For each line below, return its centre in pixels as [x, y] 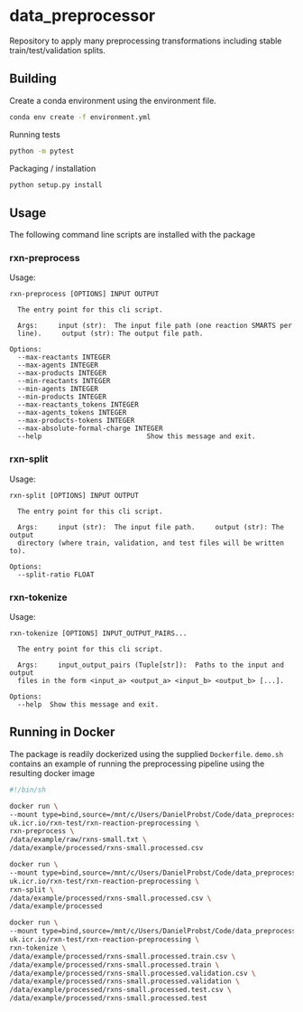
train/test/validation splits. [58, 50]
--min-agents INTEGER [58, 389]
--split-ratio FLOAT [56, 575]
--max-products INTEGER [62, 373]
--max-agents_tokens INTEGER [72, 413]
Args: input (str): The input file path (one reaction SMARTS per [155, 326]
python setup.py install [56, 185]
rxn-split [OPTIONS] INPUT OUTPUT [74, 495]
